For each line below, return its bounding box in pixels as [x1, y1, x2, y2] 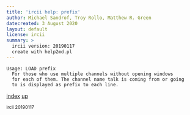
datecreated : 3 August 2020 [6, 20, 78, 26]
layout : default [6, 26, 48, 32]
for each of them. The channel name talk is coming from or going [12, 76, 185, 83]
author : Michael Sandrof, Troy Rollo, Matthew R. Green [6, 15, 152, 21]
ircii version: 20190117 [12, 43, 75, 50]
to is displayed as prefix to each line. [12, 81, 119, 87]
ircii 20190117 [6, 104, 35, 110]
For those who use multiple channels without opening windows [12, 71, 174, 77]
